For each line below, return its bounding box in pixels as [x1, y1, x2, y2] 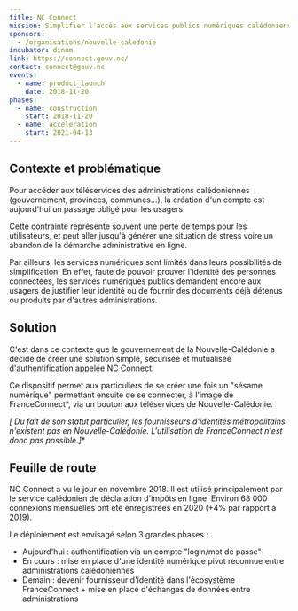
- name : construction [17, 104, 98, 113]
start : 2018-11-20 [25, 112, 93, 121]
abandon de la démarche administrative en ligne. [9, 239, 188, 250]
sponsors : [9, 29, 46, 38]
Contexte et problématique [9, 161, 161, 176]
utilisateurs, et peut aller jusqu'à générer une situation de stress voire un [9, 230, 273, 240]
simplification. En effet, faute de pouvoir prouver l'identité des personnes [9, 266, 277, 277]
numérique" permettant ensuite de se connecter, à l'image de [9, 389, 234, 400]
